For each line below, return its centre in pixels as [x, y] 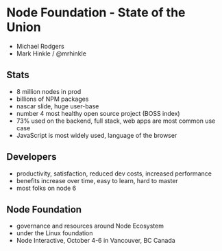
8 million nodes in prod [49, 91]
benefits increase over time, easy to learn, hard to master [97, 180]
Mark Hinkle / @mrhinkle [51, 53]
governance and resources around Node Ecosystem [90, 226]
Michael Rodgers [40, 46]
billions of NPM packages [52, 99]
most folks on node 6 [46, 188]
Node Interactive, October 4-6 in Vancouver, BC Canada [96, 241]
